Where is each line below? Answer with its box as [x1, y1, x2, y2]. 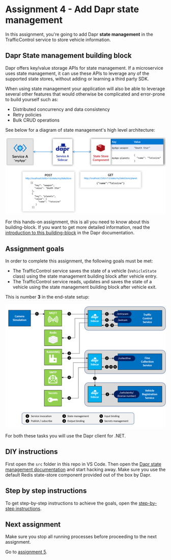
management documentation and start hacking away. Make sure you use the [5, 466, 166, 473]
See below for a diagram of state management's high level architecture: [5, 127, 155, 133]
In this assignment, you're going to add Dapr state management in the [5, 31, 154, 37]
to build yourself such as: [5, 96, 59, 102]
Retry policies [12, 111, 42, 117]
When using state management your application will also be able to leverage [5, 85, 165, 92]
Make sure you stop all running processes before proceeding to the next [5, 534, 157, 540]
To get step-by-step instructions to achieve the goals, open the [5, 500, 138, 506]
